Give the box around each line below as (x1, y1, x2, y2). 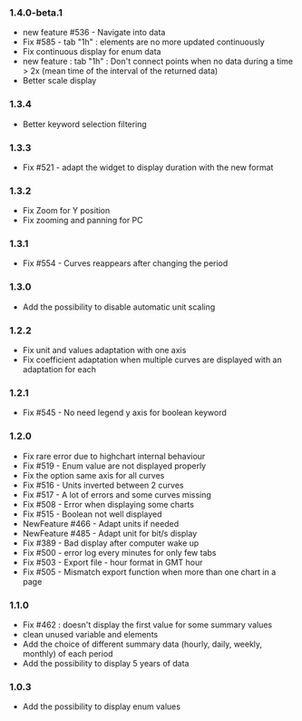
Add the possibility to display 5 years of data (22, 657, 190, 668)
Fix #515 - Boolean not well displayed (22, 509, 162, 519)
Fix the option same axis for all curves (22, 469, 165, 480)
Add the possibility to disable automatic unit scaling (22, 301, 216, 312)
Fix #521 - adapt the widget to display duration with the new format (22, 162, 274, 173)
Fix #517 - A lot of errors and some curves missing (22, 489, 211, 500)
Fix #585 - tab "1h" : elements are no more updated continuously (22, 36, 265, 47)
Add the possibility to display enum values (22, 701, 181, 712)
